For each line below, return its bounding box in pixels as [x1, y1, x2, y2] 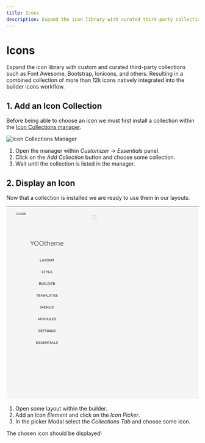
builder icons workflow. [6, 83, 65, 90]
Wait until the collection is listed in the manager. [15, 160, 135, 167]
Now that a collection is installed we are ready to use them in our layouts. [6, 194, 190, 202]
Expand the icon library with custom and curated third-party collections [6, 64, 186, 71]
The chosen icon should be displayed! [6, 430, 103, 437]
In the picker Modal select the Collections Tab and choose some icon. [15, 418, 191, 425]
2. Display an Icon [6, 178, 76, 188]
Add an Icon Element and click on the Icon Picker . [15, 411, 140, 419]
